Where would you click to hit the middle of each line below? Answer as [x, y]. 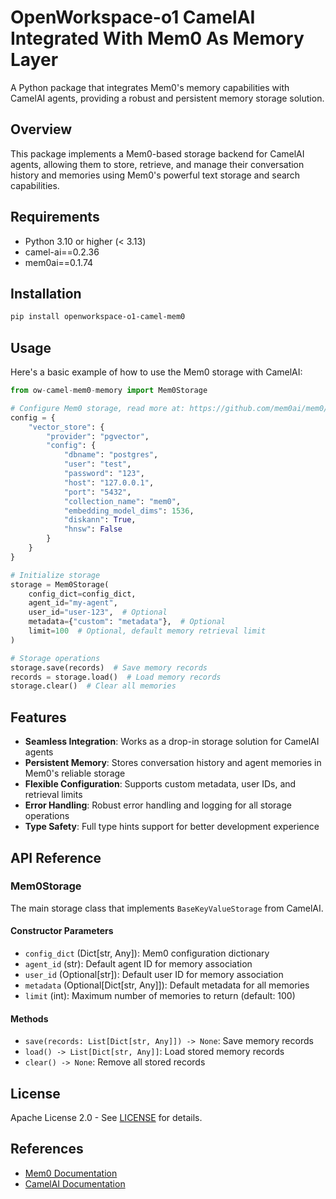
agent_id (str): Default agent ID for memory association [138, 964]
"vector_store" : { [66, 427]
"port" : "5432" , [97, 492]
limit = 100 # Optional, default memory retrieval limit [147, 631]
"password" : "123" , [104, 474]
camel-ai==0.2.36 [62, 252]
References [47, 1149]
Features [38, 717]
